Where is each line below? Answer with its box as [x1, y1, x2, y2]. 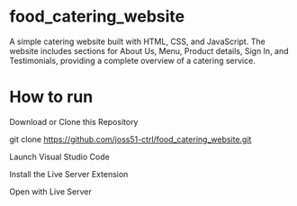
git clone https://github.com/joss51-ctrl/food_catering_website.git [9, 133, 252, 145]
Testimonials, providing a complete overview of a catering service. [9, 55, 256, 66]
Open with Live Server [9, 186, 92, 197]
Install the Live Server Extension [9, 168, 129, 179]
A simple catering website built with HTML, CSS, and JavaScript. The [9, 36, 265, 47]
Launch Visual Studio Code [9, 151, 110, 162]
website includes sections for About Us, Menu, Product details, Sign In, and [9, 45, 290, 56]
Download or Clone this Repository [9, 116, 139, 127]
